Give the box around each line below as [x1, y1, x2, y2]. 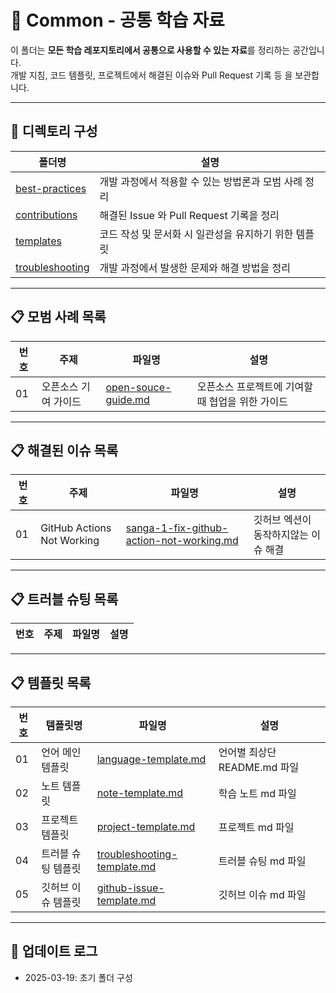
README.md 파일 [218, 761, 300, 774]
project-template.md [96, 820, 196, 833]
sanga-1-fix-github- [125, 521, 229, 535]
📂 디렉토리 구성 [10, 123, 98, 140]
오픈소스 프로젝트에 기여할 [196, 379, 313, 393]
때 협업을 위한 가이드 [196, 394, 289, 408]
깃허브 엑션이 [253, 513, 312, 527]
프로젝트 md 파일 [218, 821, 295, 834]
